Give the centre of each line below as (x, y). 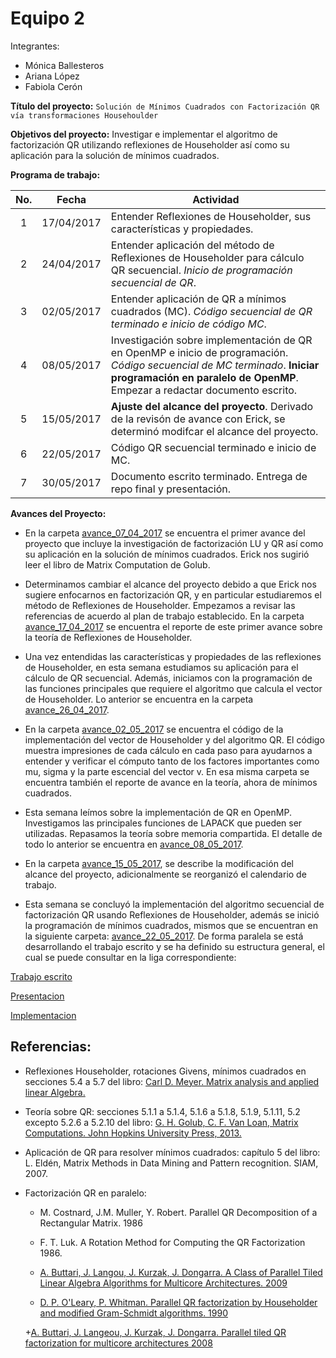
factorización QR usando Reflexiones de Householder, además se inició (172, 914)
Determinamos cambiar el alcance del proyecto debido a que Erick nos (170, 584)
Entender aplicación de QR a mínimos (198, 299)
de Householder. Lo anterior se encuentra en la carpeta (139, 699)
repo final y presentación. (171, 489)
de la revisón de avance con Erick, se (198, 419)
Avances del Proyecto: (58, 513)
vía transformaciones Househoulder (84, 115)
